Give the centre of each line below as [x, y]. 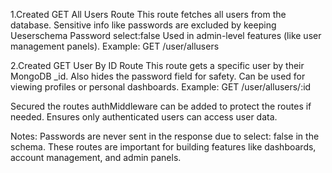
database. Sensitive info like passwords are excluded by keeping [143, 25]
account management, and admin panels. [96, 157]
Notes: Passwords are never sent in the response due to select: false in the [165, 136]
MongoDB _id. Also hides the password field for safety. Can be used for [158, 76]
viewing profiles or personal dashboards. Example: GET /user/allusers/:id [161, 87]
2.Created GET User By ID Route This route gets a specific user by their [157, 65]
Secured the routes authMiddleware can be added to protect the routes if [161, 106]
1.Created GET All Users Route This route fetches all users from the [148, 14]
